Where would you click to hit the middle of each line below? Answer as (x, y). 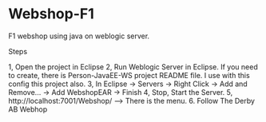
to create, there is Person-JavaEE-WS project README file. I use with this (129, 75)
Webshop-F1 (51, 14)
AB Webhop (28, 109)
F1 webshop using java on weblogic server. (79, 36)
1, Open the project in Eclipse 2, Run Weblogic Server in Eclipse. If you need (133, 67)
